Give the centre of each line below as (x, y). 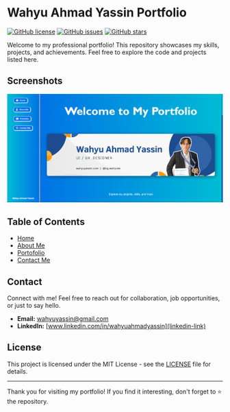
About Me (31, 245)
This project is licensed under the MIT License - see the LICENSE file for (109, 364)
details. (17, 371)
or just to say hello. (34, 306)
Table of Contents (46, 222)
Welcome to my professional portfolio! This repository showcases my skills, (113, 45)
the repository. (28, 401)
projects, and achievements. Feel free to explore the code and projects (107, 52)
